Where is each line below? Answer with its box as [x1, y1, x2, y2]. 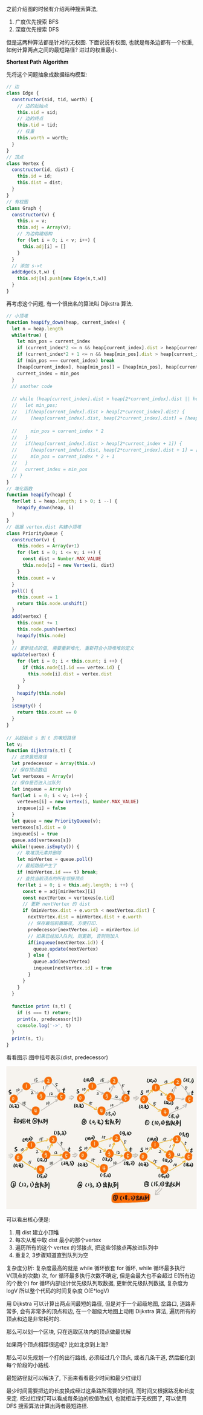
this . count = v [17, 575, 56, 581]
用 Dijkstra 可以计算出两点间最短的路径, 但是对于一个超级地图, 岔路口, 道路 [6, 1300, 191, 1307]
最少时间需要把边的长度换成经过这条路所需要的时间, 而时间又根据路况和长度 [6, 1387, 195, 1394]
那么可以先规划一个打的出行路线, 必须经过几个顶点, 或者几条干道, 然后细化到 [6, 1354, 195, 1361]
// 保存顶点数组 [11, 767, 47, 773]
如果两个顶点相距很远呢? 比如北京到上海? [6, 1341, 109, 1348]
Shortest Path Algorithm [6, 58, 69, 65]
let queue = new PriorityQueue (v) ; [11, 818, 101, 824]
